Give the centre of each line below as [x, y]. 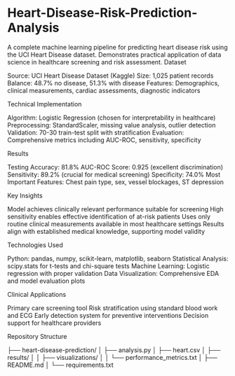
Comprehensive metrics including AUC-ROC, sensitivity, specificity [104, 140]
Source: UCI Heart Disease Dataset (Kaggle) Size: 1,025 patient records [110, 76]
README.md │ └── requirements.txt [60, 365]
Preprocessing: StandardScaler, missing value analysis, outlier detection [112, 125]
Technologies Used [35, 245]
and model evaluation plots [46, 281]
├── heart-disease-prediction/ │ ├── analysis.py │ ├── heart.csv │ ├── [114, 350]
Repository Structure [38, 336]
